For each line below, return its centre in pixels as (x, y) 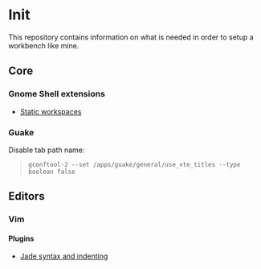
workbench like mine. (44, 45)
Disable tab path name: (47, 150)
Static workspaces (51, 111)
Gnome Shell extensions (57, 94)
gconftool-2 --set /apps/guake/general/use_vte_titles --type (134, 164)
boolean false (51, 172)
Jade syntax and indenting (64, 256)
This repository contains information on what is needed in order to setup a (131, 37)
